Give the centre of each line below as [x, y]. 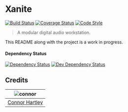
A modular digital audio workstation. [54, 32]
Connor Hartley [25, 102]
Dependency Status [26, 54]
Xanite [19, 9]
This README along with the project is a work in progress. [64, 42]
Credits [17, 80]
